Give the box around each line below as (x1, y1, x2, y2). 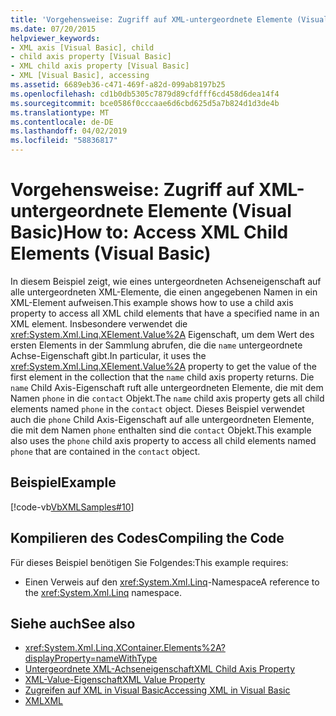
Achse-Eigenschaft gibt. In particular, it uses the (10, 349, 207, 361)
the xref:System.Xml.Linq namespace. (24, 586, 183, 598)
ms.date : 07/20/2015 (10, 24, 97, 34)
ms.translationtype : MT (10, 107, 110, 118)
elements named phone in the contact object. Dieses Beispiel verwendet (10, 402, 305, 415)
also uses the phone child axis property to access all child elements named (10, 434, 317, 446)
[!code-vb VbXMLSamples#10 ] (10, 501, 135, 513)
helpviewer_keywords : (10, 33, 101, 43)
